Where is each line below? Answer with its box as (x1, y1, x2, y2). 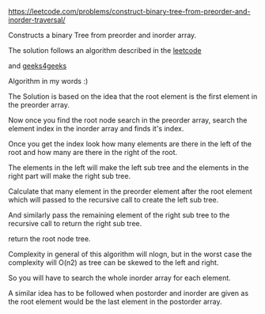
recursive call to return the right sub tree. (8, 219, 142, 228)
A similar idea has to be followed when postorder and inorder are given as (8, 289, 249, 297)
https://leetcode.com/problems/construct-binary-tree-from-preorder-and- (8, 7, 251, 16)
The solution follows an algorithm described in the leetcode (8, 46, 202, 55)
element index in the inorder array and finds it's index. (8, 124, 184, 133)
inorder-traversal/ (8, 15, 66, 25)
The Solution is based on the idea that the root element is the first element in (8, 92, 258, 101)
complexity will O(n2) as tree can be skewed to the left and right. (8, 258, 219, 267)
